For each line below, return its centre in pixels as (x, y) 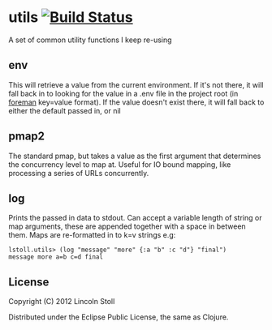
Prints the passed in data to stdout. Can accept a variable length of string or (135, 218)
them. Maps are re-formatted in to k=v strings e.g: (92, 235)
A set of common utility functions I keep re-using (90, 40)
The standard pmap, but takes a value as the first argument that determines (135, 156)
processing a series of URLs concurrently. (79, 173)
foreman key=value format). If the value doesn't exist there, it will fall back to (136, 102)
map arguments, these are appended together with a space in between (127, 226)
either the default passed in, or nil (65, 110)
